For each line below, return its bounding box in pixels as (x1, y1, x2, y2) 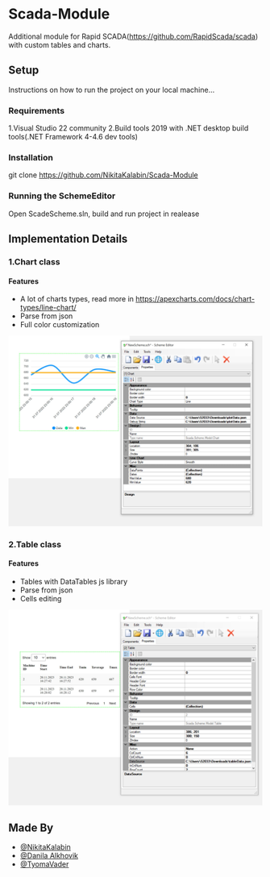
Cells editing (19, 593, 62, 603)
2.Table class (8, 538, 62, 550)
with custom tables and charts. (8, 39, 111, 49)
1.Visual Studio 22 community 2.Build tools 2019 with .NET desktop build (8, 123, 249, 133)
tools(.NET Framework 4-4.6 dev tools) (8, 132, 139, 142)
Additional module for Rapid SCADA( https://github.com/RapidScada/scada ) (8, 31, 259, 41)
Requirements (8, 105, 65, 116)
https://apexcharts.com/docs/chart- (135, 294, 255, 304)
